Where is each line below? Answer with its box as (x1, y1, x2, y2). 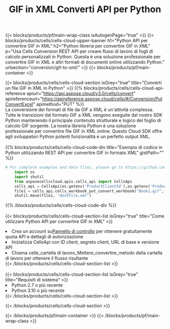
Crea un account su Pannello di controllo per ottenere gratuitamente (12, 228, 153, 234)
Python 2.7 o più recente (12, 282, 63, 288)
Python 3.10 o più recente (12, 287, 65, 294)
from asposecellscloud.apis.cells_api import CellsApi (14, 179, 133, 184)
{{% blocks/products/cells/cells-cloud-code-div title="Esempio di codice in (5, 144, 163, 151)
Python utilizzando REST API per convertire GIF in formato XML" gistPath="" (5, 150, 164, 156)
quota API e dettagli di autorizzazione (5, 234, 83, 240)
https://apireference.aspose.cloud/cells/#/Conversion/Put (42, 96, 163, 102)
